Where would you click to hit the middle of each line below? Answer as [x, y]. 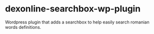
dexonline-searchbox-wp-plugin [73, 9]
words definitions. [23, 27]
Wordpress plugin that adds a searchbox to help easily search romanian [77, 22]
